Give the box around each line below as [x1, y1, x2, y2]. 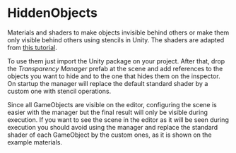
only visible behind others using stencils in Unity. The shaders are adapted [7, 35, 225, 44]
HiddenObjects [7, 5, 98, 21]
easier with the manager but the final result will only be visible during [7, 108, 208, 116]
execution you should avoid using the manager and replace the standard [7, 123, 218, 131]
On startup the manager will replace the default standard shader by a [7, 79, 208, 87]
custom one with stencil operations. [7, 87, 112, 95]
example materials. [7, 137, 62, 146]
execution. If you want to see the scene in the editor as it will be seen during [7, 115, 230, 124]
